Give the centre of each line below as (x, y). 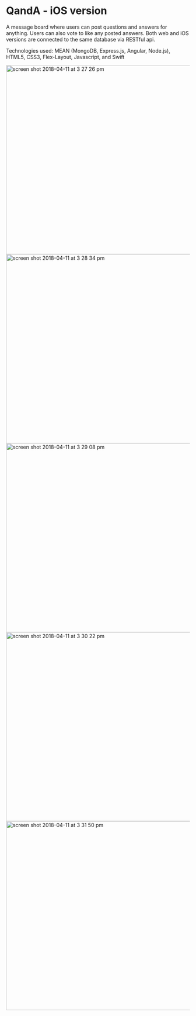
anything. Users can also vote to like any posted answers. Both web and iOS (98, 33)
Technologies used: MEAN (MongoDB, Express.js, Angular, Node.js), (88, 50)
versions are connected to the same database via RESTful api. (81, 39)
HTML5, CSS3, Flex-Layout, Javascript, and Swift (65, 57)
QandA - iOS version (57, 11)
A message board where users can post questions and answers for (87, 27)
